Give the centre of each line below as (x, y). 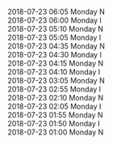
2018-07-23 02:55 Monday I (54, 89)
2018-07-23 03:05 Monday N (56, 81)
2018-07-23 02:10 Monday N (56, 98)
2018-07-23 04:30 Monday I (55, 55)
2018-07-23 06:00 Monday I (54, 20)
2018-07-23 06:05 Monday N (56, 12)
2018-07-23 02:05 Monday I (54, 106)
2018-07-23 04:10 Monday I (54, 72)
